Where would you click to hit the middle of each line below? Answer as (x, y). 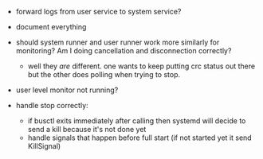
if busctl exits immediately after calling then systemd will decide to (137, 121)
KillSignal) (44, 146)
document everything (51, 27)
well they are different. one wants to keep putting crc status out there (141, 66)
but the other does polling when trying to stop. (104, 74)
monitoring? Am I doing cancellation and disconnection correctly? (124, 50)
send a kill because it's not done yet (87, 129)
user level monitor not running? (67, 90)
